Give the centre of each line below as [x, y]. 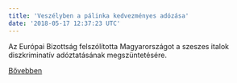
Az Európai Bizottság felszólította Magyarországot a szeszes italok [119, 46]
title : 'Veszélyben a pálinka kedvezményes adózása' [99, 16]
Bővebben [25, 70]
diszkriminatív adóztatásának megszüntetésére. [88, 55]
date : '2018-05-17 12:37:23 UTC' [64, 23]
